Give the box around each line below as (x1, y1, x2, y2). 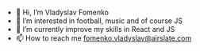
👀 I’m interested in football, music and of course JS (15, 16, 183, 25)
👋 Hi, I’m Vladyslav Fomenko (15, 8, 110, 17)
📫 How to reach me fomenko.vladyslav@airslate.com (15, 33, 192, 43)
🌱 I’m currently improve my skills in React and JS (15, 25, 175, 33)
